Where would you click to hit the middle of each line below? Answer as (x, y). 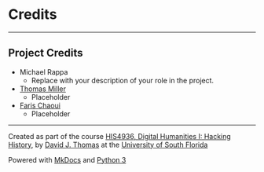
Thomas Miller (43, 89)
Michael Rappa (44, 71)
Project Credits (46, 53)
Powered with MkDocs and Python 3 (67, 159)
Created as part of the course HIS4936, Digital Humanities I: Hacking (120, 136)
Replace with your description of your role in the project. (123, 80)
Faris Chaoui (40, 105)
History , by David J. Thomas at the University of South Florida (108, 145)
